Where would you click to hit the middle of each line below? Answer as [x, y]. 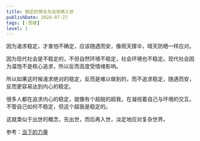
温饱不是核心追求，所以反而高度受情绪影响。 [66, 66]
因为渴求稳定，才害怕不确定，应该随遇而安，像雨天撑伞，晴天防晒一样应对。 [100, 46]
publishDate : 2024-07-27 [37, 17]
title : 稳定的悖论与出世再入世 [40, 12]
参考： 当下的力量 [27, 132]
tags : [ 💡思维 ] [23, 23]
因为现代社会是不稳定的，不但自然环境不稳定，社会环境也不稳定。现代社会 [98, 59]
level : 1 [17, 28]
